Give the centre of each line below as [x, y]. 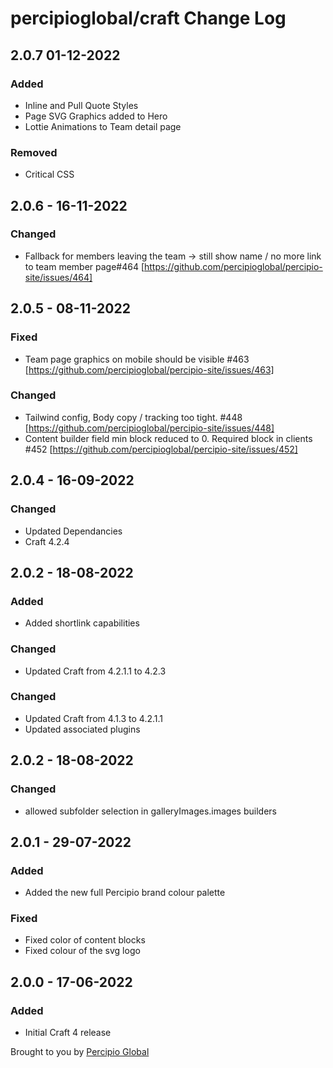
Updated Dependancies [73, 531]
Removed [34, 152]
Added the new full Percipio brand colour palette [125, 893]
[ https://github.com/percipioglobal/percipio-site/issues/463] [149, 369]
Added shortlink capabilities [82, 623]
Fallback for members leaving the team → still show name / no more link [173, 256]
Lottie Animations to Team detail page [103, 126]
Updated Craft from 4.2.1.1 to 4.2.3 [95, 671]
